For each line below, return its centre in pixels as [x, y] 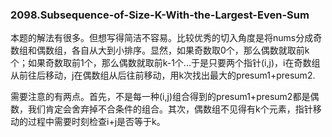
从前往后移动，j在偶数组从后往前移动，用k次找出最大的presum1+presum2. [163, 75]
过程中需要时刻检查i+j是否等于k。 [96, 122]
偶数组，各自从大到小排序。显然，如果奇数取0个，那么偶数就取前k [173, 50]
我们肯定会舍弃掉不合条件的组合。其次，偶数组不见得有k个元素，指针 [170, 109]
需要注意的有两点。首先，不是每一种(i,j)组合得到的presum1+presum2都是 [160, 97]
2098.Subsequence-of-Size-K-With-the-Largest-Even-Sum [160, 15]
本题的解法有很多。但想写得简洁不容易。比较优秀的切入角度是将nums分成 [162, 38]
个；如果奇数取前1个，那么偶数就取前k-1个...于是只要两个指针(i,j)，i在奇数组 [165, 63]
